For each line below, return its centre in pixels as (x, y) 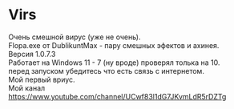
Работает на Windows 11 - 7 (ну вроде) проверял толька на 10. (114, 63)
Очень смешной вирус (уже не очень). (75, 37)
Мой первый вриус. (42, 79)
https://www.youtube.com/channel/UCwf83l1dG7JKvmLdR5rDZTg (117, 96)
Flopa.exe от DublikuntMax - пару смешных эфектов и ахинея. (114, 45)
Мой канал (27, 88)
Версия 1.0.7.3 (32, 54)
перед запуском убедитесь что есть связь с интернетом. (106, 71)
